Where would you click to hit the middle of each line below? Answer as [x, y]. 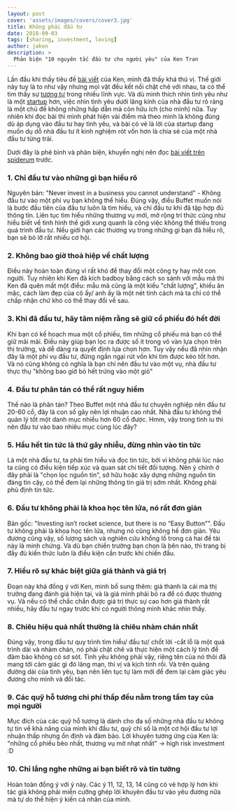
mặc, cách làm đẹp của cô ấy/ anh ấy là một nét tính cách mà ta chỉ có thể [114, 293]
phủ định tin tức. [31, 490]
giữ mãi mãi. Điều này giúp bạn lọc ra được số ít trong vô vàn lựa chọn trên [114, 341]
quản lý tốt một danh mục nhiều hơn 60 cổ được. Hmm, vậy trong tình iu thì [115, 419]
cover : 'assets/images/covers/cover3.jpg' [70, 20]
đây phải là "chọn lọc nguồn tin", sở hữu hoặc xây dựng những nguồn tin [112, 475]
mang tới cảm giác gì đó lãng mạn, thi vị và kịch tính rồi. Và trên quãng [108, 665]
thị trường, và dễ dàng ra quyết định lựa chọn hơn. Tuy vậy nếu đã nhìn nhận [117, 349]
